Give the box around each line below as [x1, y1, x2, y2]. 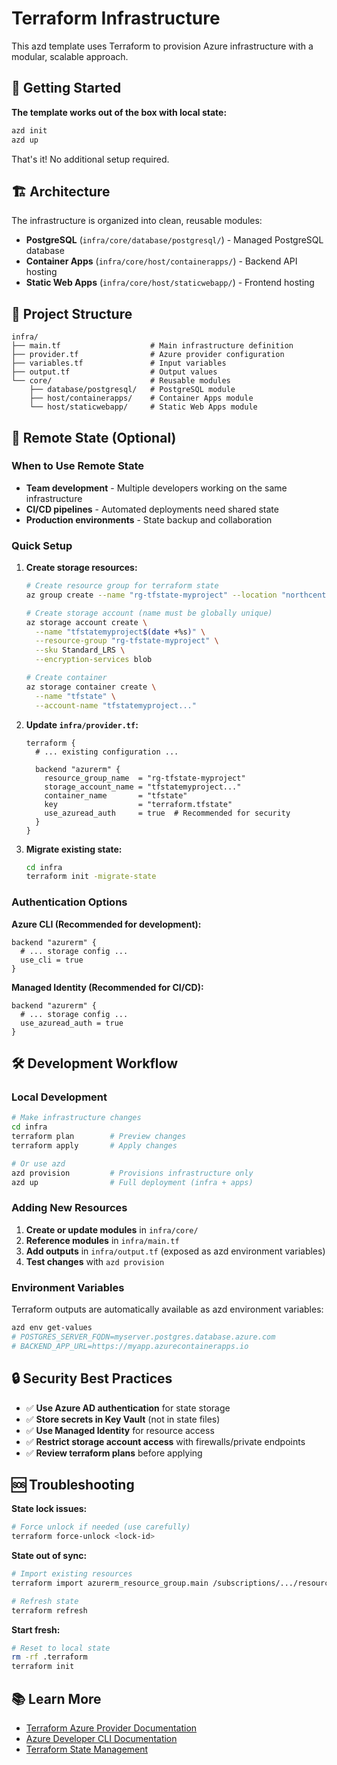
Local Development [11, 1090, 108, 1104]
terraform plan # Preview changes [11, 1132, 187, 1142]
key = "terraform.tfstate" [44, 799, 233, 809]
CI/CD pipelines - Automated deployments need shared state [25, 503, 279, 515]
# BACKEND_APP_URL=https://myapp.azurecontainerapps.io [11, 1341, 249, 1351]
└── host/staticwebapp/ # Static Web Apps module [29, 402, 258, 412]
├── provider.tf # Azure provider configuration [11, 350, 285, 360]
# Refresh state [11, 1596, 79, 1606]
